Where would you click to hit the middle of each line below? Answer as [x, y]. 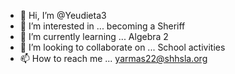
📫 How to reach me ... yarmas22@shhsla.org [113, 58]
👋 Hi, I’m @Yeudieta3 [63, 15]
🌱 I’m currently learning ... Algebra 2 [94, 36]
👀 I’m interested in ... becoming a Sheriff [102, 26]
